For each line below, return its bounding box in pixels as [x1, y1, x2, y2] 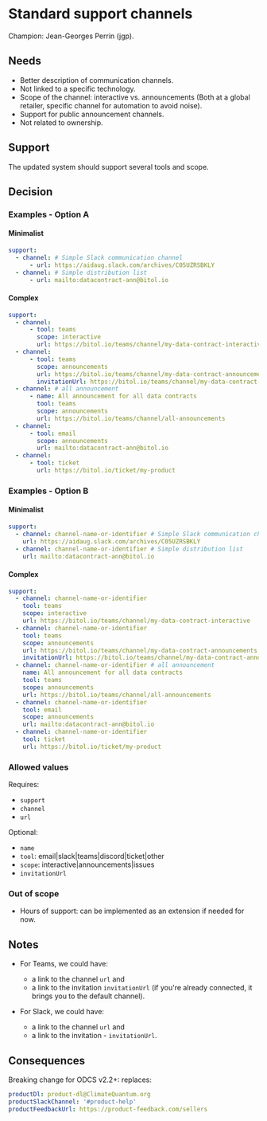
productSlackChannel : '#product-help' [8, 1097, 137, 1106]
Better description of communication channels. [19, 75, 174, 84]
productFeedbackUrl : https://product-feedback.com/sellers [8, 1105, 208, 1113]
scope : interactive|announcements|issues [19, 860, 155, 869]
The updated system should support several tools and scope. [8, 162, 209, 171]
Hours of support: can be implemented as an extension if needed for [19, 906, 245, 916]
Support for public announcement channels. [19, 109, 164, 119]
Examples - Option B [8, 485, 89, 496]
